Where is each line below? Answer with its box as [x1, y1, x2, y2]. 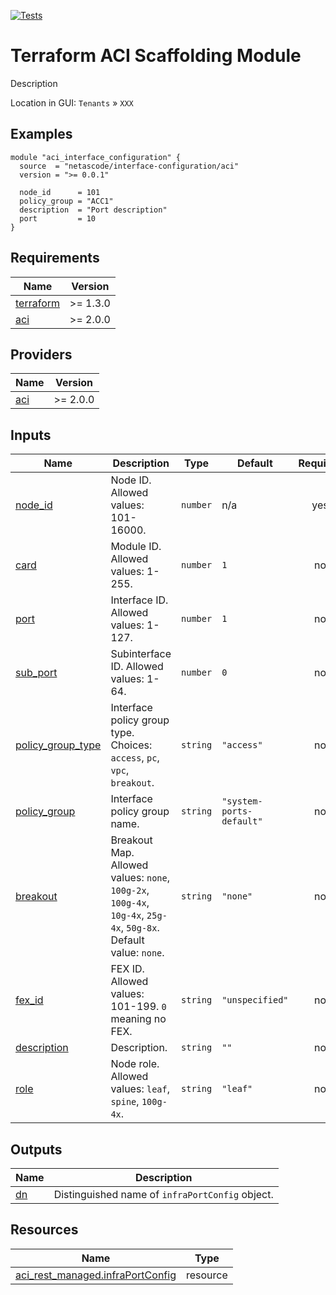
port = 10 [19, 213, 97, 224]
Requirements [10, 250, 100, 267]
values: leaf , [110, 1082, 171, 1096]
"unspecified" [221, 995, 289, 1006]
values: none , [110, 871, 171, 885]
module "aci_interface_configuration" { [10, 152, 182, 162]
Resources [10, 1221, 79, 1239]
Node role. [110, 1057, 160, 1071]
